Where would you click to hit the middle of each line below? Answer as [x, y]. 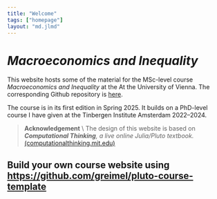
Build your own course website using [88, 165]
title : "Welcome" [32, 13]
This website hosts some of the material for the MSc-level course [100, 79]
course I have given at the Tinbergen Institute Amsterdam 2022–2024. [107, 115]
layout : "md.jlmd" [34, 26]
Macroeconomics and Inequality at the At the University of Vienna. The [108, 87]
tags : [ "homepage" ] [35, 20]
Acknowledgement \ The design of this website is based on [110, 129]
